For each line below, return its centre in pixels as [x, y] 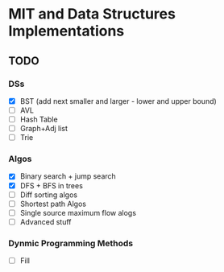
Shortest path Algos [53, 204]
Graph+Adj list [44, 129]
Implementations [66, 31]
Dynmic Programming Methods [71, 243]
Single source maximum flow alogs [78, 212]
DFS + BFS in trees [51, 185]
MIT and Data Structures [92, 14]
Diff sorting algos [49, 195]
